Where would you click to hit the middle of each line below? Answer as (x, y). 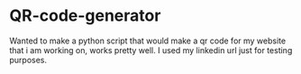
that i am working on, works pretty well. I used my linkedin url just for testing (151, 50)
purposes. (28, 60)
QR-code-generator (85, 16)
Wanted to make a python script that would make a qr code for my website (148, 41)
